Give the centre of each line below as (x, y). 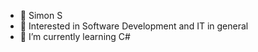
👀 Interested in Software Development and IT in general (134, 26)
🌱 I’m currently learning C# (75, 36)
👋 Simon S (41, 15)
